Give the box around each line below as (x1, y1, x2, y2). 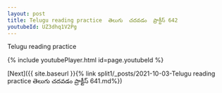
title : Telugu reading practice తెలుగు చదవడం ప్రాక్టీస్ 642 (7, 17, 178, 24)
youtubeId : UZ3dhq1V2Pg (7, 23, 78, 30)
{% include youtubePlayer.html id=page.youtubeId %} (7, 56, 164, 64)
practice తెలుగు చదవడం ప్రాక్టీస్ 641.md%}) (7, 77, 123, 85)
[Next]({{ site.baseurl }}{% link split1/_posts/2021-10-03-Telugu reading (7, 69, 216, 78)
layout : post (7, 10, 46, 17)
